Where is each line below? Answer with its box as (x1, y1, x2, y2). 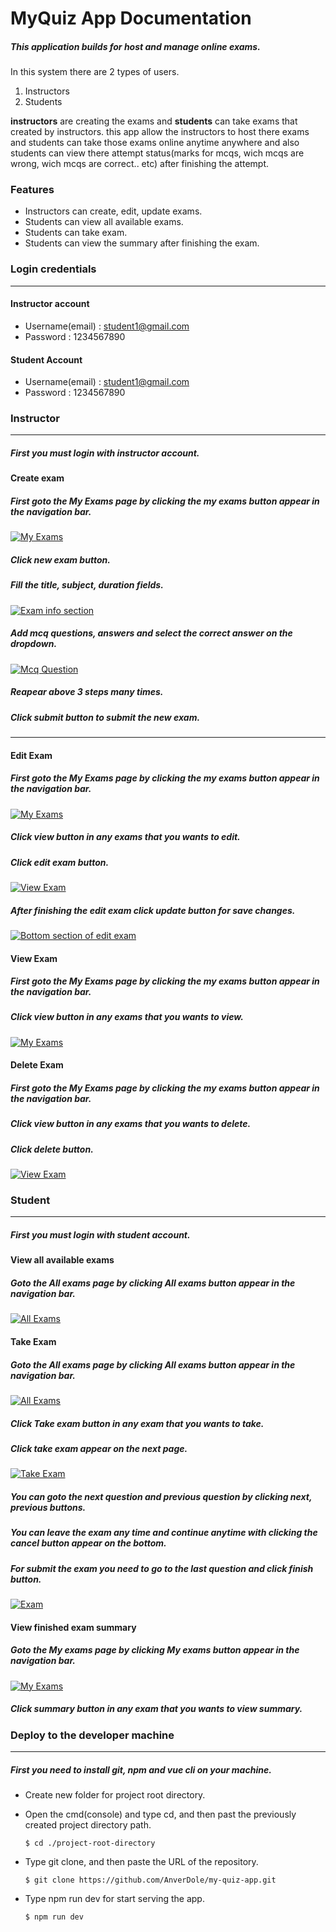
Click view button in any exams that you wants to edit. (10, 831, 241, 843)
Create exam (10, 472, 65, 484)
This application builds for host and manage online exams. (10, 40, 261, 52)
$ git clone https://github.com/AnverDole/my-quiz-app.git (24, 1875, 277, 1885)
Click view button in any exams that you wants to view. (10, 1011, 244, 1023)
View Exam (10, 952, 58, 964)
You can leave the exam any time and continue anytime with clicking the (10, 1527, 318, 1539)
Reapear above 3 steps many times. (10, 686, 164, 698)
